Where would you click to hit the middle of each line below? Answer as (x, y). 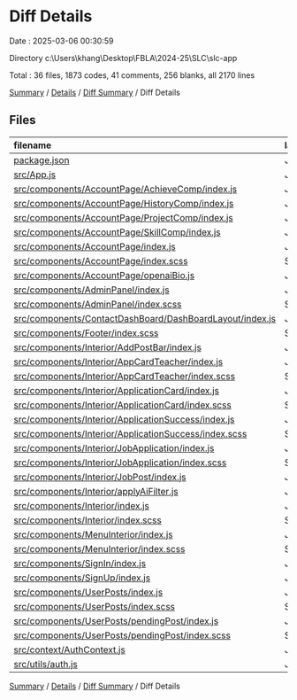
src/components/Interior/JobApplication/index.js (114, 447)
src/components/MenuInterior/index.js (93, 534)
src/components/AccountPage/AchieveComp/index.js (126, 189)
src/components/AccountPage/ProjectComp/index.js (124, 217)
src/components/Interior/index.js (82, 505)
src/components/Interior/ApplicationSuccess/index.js (124, 419)
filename (33, 145)
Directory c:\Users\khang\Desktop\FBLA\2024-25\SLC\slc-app (123, 58)
